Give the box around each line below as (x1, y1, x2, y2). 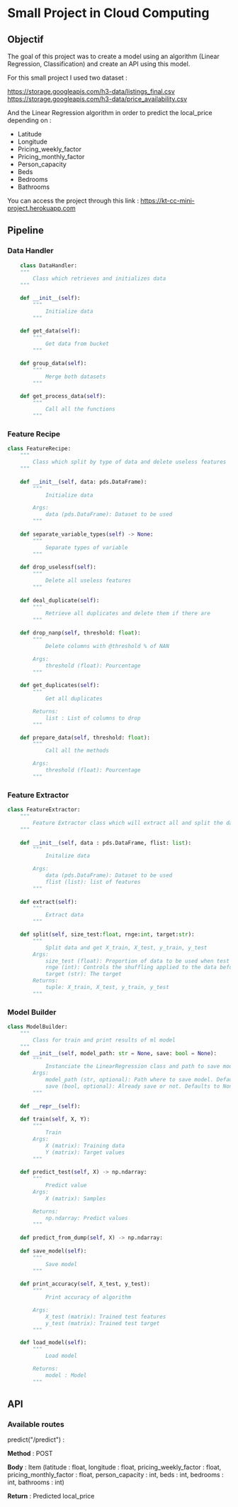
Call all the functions (45, 406, 115, 413)
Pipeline (7, 225, 45, 237)
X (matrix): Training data (45, 1142, 125, 1149)
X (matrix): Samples (45, 1195, 106, 1202)
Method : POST (7, 1449, 53, 1458)
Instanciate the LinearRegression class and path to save (45, 1063, 220, 1070)
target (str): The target (45, 971, 122, 978)
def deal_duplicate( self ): (20, 597, 100, 604)
